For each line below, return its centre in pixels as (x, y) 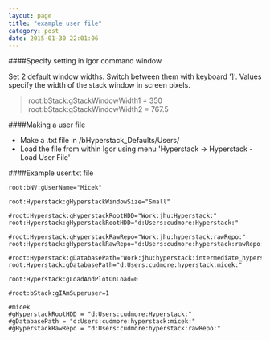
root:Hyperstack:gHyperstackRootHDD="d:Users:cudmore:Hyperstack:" (124, 223)
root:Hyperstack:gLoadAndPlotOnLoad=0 (73, 279)
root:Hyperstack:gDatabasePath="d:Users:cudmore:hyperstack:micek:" (125, 265)
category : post (34, 31)
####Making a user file (47, 125)
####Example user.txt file (51, 173)
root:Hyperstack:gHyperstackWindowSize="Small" (90, 202)
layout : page (30, 16)
